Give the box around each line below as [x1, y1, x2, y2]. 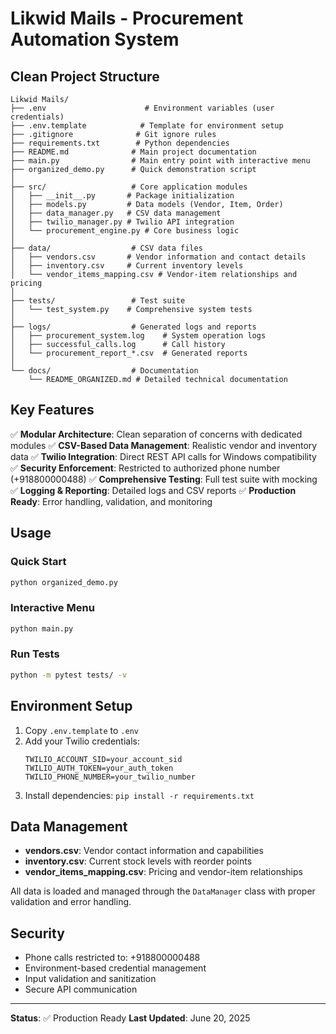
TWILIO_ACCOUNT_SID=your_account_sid [24, 754, 183, 764]
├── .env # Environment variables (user [10, 103, 275, 113]
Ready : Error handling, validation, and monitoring [10, 495, 213, 507]
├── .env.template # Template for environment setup [10, 121, 284, 131]
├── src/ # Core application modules [10, 182, 248, 192]
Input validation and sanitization [24, 973, 157, 985]
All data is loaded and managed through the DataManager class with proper [10, 885, 316, 897]
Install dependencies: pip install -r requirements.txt [24, 789, 255, 801]
